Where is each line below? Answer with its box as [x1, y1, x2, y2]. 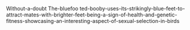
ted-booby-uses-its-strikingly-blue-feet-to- [79, 5, 185, 12]
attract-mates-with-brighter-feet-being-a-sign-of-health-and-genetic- [6, 11, 178, 18]
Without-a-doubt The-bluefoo [6, 5, 78, 12]
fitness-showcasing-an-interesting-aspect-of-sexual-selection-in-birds [6, 18, 180, 24]
